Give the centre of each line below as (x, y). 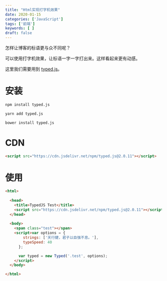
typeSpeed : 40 (38, 242)
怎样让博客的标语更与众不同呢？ (38, 48)
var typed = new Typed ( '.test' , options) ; (63, 256)
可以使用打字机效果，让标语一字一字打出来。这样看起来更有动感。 (73, 58)
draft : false (19, 33)
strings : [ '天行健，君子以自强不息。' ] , (61, 238)
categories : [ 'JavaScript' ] (34, 19)
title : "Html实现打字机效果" (33, 10)
